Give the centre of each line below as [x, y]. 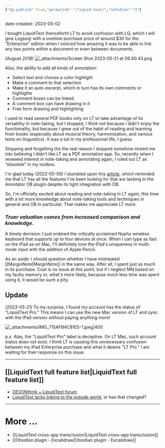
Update [17, 295]
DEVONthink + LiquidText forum [44, 392]
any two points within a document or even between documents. [69, 49]
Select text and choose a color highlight [52, 77]
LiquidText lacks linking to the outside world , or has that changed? [79, 397]
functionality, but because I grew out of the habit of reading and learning [79, 129]
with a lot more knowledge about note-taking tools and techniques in [75, 199]
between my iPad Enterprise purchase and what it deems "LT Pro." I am [77, 347]
